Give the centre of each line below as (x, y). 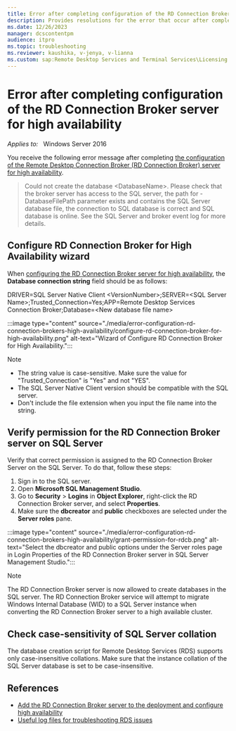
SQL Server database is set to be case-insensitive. (80, 666)
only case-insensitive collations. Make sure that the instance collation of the (117, 659)
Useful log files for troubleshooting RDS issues (85, 720)
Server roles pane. (45, 519)
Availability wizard (48, 256)
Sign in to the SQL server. (54, 481)
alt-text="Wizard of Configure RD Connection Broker (146, 338)
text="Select (25, 547)
